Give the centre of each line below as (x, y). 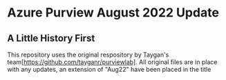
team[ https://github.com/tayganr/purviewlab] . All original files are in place (112, 62)
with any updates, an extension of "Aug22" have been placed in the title (109, 69)
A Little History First (51, 38)
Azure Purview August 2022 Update (113, 13)
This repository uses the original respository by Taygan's (88, 54)
